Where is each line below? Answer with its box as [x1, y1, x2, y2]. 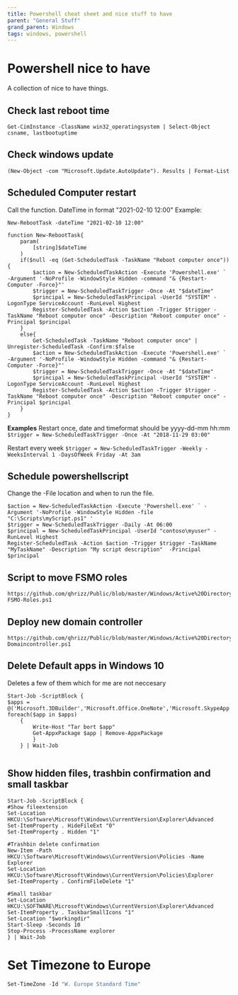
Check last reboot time [7, 104, 110, 117]
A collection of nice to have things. [7, 84, 108, 93]
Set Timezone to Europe [7, 957, 151, 973]
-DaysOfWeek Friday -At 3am [57, 451, 141, 458]
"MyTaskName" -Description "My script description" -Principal [7, 546, 201, 553]
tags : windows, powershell [7, 30, 87, 38]
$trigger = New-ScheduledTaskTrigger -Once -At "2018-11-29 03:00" [7, 431, 211, 438]
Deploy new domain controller [7, 615, 143, 627]
